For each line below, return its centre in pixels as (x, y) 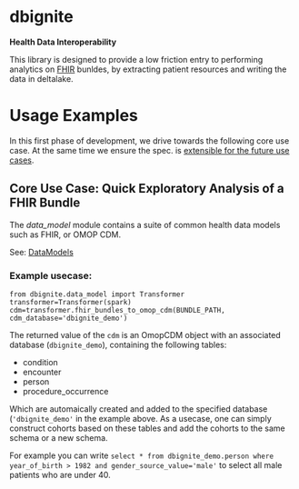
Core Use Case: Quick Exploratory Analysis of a (147, 189)
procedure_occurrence (65, 391)
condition (40, 362)
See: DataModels (42, 252)
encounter (42, 372)
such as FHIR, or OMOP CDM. (65, 235)
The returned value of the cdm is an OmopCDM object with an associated (145, 334)
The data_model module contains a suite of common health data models (145, 225)
